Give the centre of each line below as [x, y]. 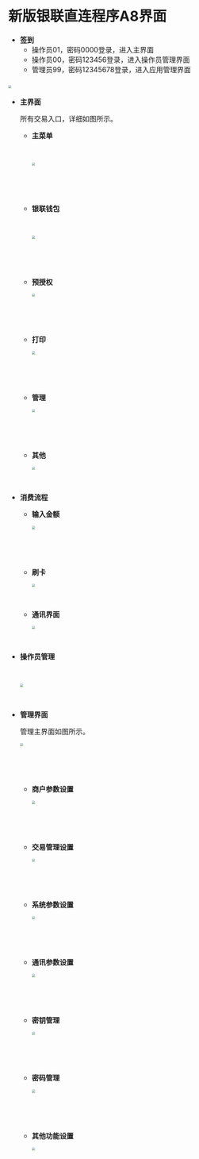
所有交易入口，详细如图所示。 [68, 118]
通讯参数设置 [52, 962]
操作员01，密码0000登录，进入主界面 [93, 49]
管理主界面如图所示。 [54, 731]
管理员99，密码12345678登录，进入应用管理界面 [111, 69]
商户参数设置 [52, 789]
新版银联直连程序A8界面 [88, 16]
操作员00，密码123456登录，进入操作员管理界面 [111, 60]
